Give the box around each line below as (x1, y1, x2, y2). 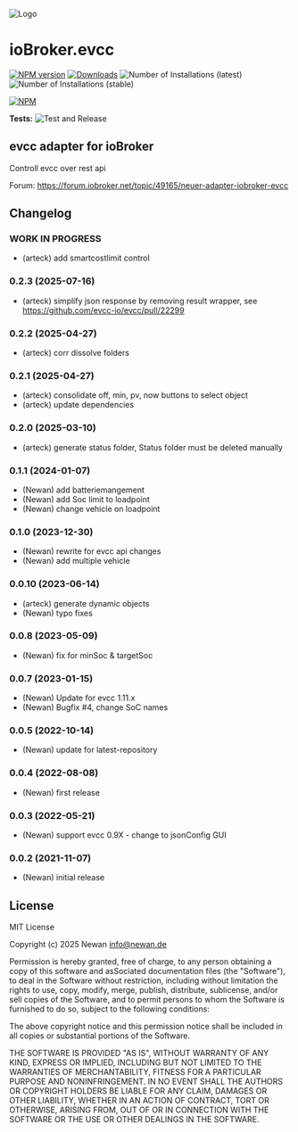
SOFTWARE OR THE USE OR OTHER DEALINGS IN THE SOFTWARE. (9, 1114, 260, 1125)
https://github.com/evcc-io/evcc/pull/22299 (21, 304, 185, 316)
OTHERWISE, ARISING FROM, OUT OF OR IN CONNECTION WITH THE (9, 1104, 269, 1115)
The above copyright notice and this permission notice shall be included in (9, 1021, 283, 1032)
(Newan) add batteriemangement (21, 484, 145, 495)
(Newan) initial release (21, 872, 105, 883)
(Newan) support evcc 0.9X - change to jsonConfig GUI (21, 830, 228, 840)
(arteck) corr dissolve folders (21, 348, 129, 359)
